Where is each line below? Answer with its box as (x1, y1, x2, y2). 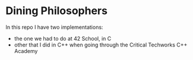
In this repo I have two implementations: (5, 24, 103, 31)
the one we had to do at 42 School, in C (14, 35, 112, 42)
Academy (14, 47, 38, 54)
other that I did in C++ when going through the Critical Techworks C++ (14, 41, 188, 48)
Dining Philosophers (5, 4, 108, 18)
